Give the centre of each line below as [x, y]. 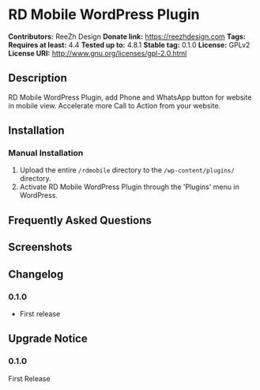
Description [38, 78]
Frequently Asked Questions [80, 220]
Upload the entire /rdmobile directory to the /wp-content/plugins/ [127, 170]
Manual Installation [46, 153]
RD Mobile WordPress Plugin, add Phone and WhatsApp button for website [130, 97]
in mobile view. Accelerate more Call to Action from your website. [115, 105]
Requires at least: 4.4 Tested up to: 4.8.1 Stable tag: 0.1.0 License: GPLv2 [129, 44]
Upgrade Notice [48, 339]
